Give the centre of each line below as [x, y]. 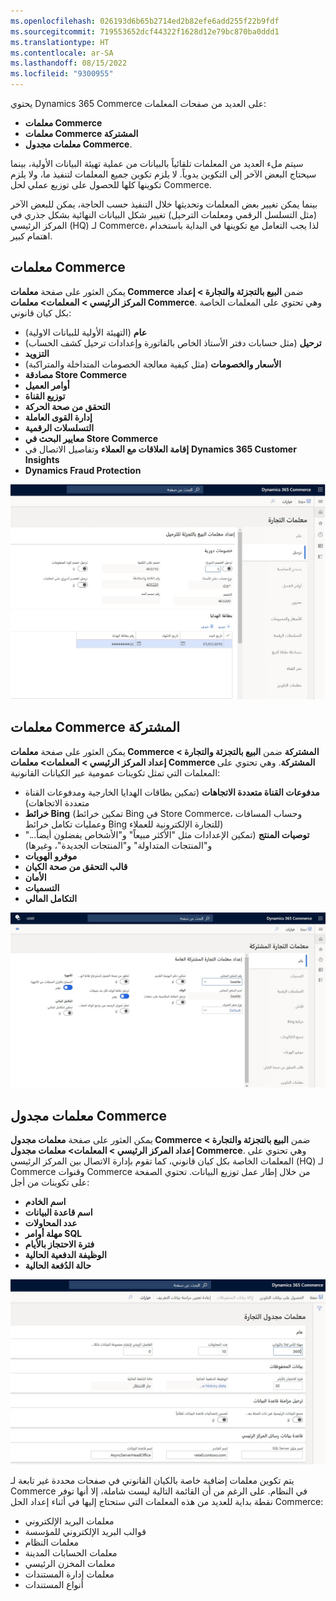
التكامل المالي [51, 898]
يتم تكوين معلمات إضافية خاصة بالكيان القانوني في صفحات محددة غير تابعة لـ [152, 1481]
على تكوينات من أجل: [50, 1182]
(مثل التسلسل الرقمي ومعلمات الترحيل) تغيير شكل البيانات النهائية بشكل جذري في [164, 214]
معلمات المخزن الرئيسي [70, 1564]
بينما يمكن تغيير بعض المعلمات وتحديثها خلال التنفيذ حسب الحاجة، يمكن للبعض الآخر [164, 204]
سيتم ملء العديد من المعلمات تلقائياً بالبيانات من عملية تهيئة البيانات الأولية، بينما [157, 163]
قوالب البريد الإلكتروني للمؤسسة [85, 1532]
